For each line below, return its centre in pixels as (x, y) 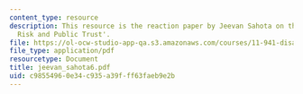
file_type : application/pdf (62, 51)
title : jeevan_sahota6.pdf (60, 68)
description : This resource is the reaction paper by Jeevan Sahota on (147, 26)
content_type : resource (54, 17)
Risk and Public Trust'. (64, 34)
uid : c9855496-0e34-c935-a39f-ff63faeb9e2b (92, 76)
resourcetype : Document (54, 59)
